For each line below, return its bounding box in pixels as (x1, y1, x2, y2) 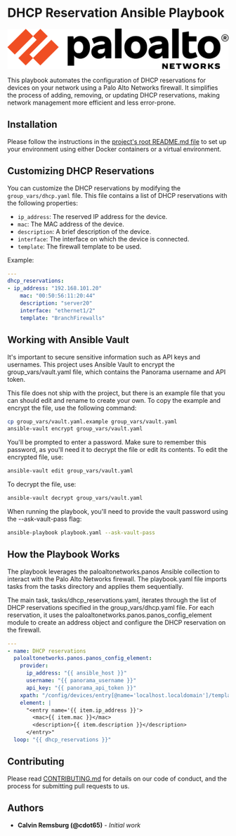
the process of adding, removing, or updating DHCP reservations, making (7, 91, 220, 99)
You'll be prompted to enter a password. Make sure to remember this (7, 438, 207, 446)
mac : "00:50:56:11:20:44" (20, 293, 96, 300)
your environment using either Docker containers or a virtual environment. (7, 145, 222, 153)
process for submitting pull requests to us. (7, 781, 130, 790)
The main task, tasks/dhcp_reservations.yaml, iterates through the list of (7, 595, 216, 604)
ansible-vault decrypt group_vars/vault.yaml (7, 495, 143, 502)
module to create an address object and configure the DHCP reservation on (7, 618, 226, 626)
